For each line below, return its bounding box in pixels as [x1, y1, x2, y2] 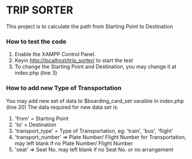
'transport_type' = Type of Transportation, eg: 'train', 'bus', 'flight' [14, 127, 173, 134]
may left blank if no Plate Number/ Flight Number [14, 140, 133, 147]
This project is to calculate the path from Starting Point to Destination [6, 23, 173, 30]
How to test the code [6, 37, 66, 46]
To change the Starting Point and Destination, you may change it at [14, 63, 177, 70]
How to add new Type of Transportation [6, 84, 122, 92]
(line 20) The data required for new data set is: [6, 103, 119, 110]
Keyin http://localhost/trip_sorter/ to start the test [14, 57, 133, 64]
